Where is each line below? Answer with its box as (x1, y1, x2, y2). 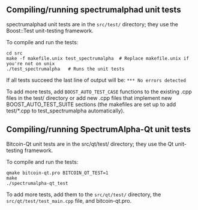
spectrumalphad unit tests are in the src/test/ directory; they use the (6, 20, 179, 28)
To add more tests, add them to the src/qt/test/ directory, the (6, 191, 161, 198)
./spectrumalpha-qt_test (6, 180, 68, 186)
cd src (6, 50, 23, 56)
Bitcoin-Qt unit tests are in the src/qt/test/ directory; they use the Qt (6, 140, 174, 147)
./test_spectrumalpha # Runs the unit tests (6, 66, 125, 72)
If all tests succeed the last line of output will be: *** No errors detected (6, 76, 186, 83)
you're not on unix (6, 60, 55, 66)
